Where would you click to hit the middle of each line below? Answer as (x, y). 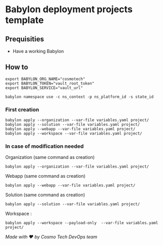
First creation (22, 110)
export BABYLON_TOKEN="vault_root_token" (50, 83)
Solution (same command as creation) (45, 195)
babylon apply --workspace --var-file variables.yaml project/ (74, 133)
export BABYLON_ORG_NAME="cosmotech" (45, 79)
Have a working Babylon (38, 51)
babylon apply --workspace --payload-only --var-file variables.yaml (82, 223)
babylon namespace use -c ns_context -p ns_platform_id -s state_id (79, 97)
